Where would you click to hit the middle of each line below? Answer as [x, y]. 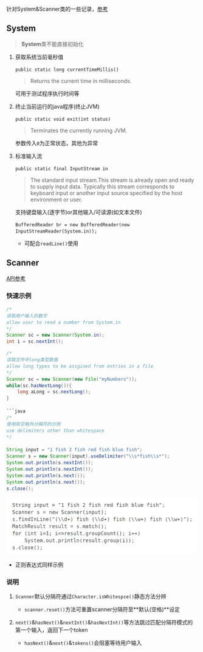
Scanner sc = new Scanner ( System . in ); [55, 335]
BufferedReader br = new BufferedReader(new [72, 224]
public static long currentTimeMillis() [67, 70]
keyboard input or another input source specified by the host [106, 193]
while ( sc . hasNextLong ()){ [39, 385]
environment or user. [56, 199]
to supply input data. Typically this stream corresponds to [102, 186]
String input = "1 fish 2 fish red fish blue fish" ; [74, 450]
